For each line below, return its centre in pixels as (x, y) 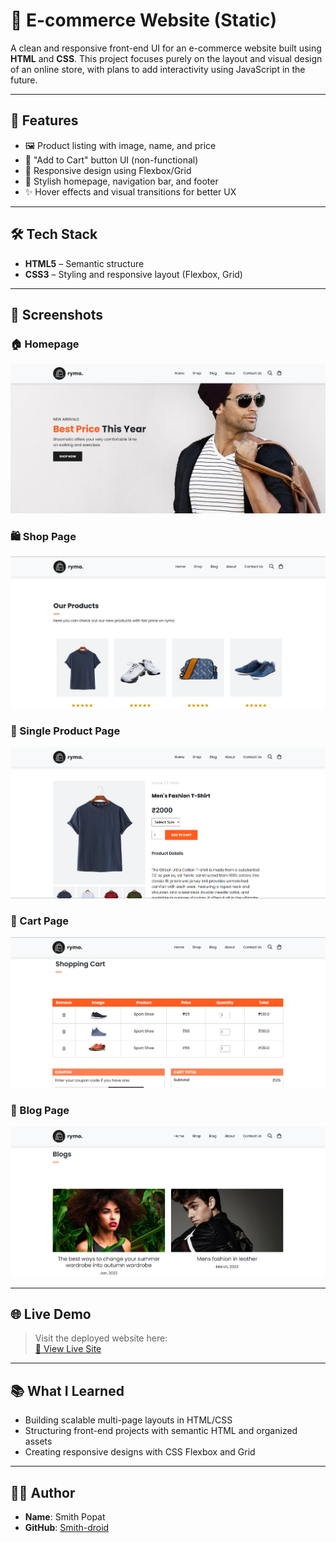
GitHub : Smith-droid (67, 1527)
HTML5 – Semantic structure (84, 263)
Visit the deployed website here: (101, 1338)
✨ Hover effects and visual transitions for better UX (130, 191)
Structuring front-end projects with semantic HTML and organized (161, 1431)
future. (24, 80)
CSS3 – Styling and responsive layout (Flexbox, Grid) (133, 274)
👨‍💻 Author (43, 1492)
